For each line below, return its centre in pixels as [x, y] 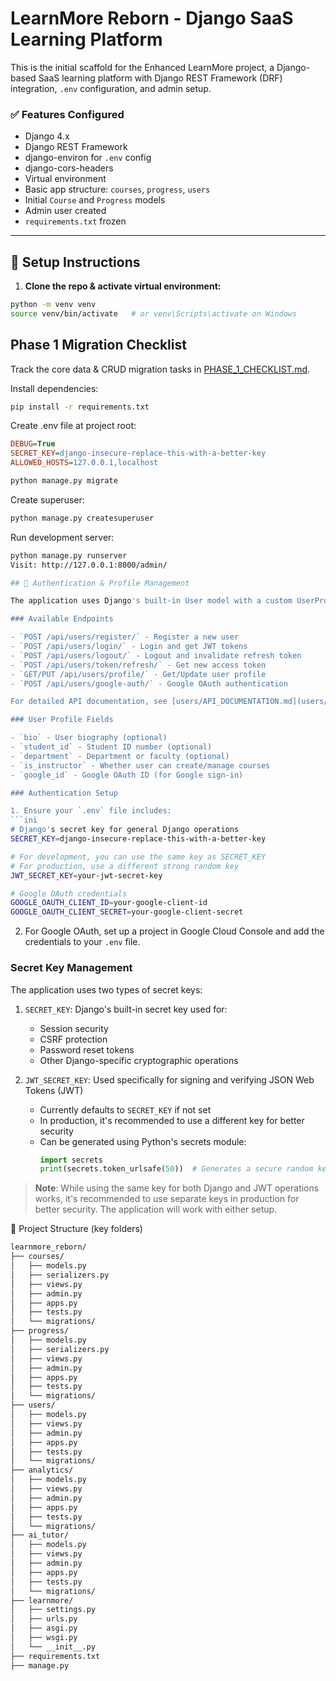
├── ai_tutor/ [40, 1535]
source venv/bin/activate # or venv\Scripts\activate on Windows [154, 313]
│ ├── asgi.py [44, 1628]
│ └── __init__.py [53, 1647]
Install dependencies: [54, 388]
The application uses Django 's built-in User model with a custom [151, 601]
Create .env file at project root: [73, 426]
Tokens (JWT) [54, 1090]
